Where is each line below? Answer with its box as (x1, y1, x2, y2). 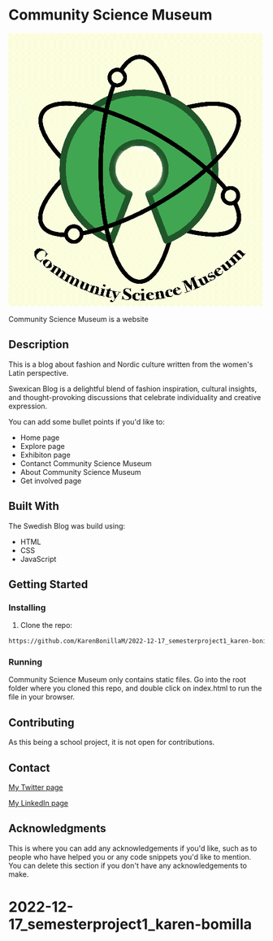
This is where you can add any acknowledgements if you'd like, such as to (8, 843, 258, 853)
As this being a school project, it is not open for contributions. (8, 738, 215, 747)
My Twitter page (8, 782, 63, 792)
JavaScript (19, 554, 57, 564)
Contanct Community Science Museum (19, 458, 152, 468)
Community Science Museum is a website (8, 314, 149, 324)
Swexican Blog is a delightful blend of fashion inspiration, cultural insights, (8, 384, 258, 394)
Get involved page (19, 476, 82, 486)
